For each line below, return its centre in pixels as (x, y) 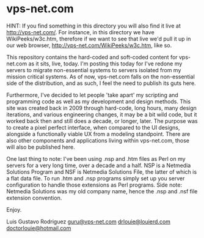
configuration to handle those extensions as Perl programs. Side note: (94, 185)
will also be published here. (41, 147)
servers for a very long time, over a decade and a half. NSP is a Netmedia (99, 165)
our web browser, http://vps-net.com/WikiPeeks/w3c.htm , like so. (89, 45)
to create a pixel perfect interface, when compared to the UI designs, (93, 127)
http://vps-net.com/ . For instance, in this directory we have (80, 32)
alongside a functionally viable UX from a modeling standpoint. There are (98, 134)
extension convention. (34, 198)
